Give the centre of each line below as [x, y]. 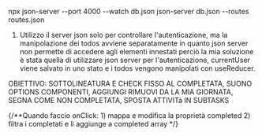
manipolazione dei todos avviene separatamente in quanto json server [134, 43]
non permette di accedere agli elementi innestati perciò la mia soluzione [137, 51]
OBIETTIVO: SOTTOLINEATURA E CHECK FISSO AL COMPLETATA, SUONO [130, 83]
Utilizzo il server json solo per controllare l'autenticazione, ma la [124, 35]
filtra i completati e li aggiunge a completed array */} [94, 124]
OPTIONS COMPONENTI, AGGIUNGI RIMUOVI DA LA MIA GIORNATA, [121, 92]
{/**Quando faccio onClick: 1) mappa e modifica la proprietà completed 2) [129, 116]
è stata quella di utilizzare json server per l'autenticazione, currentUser [135, 60]
